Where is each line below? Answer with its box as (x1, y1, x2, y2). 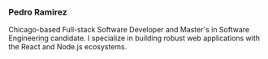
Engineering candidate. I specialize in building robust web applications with (8, 33, 261, 43)
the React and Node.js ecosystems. (8, 42, 128, 52)
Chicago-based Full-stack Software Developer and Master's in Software (8, 25, 250, 35)
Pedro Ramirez (8, 6, 67, 18)
